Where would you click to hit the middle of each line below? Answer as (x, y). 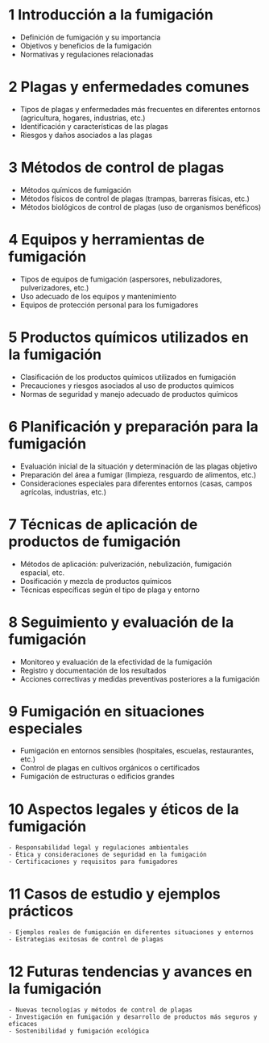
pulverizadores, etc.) (54, 287)
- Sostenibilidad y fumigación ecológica (79, 1031)
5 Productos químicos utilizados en (128, 337)
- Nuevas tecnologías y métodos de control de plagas (101, 1010)
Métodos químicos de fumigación (75, 190)
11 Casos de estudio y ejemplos (115, 894)
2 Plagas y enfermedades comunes (129, 87)
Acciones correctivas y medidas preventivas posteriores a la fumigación (140, 678)
